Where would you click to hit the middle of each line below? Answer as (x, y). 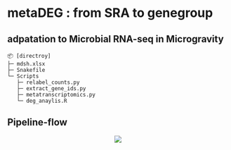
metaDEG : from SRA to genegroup (110, 13)
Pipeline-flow (38, 122)
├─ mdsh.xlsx (26, 64)
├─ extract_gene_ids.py (51, 89)
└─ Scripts (23, 76)
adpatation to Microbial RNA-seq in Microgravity (115, 39)
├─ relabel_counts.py (48, 82)
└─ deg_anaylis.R (42, 101)
